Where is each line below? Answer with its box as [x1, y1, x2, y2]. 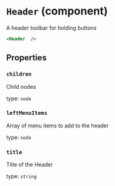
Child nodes [6, 83, 36, 90]
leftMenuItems [6, 110, 48, 117]
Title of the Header [6, 161, 53, 168]
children [6, 71, 32, 78]
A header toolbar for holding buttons [6, 24, 97, 31]
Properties [6, 53, 47, 63]
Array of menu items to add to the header [6, 122, 109, 129]
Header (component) [6, 4, 108, 18]
